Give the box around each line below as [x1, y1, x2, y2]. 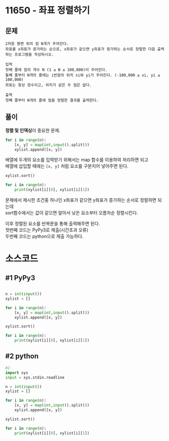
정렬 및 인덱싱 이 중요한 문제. [5, 127, 61, 133]
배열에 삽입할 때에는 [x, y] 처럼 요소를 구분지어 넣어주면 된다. [5, 163, 128, 169]
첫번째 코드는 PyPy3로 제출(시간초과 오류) [5, 227, 89, 233]
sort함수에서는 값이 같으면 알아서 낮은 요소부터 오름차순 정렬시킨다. [5, 210, 139, 216]
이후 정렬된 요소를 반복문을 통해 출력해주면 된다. [5, 221, 100, 227]
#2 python [5, 352, 39, 361]
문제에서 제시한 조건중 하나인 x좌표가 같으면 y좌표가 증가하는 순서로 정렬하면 [5, 197, 156, 203]
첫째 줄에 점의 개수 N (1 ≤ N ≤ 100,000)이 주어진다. [5, 67, 108, 72]
